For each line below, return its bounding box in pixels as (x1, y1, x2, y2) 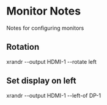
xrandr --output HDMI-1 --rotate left (6, 58, 97, 65)
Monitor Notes (6, 4, 81, 18)
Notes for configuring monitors (6, 24, 84, 32)
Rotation (6, 42, 40, 52)
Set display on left (6, 76, 76, 86)
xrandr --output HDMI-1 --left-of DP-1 (6, 92, 101, 99)
